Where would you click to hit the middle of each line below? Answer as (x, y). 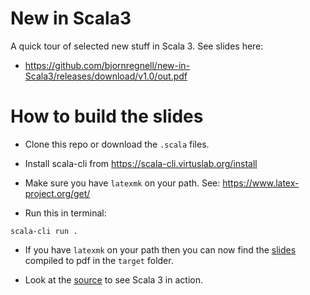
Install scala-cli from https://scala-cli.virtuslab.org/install (141, 163)
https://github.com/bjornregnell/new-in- (107, 65)
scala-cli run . (44, 231)
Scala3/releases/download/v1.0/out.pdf (106, 76)
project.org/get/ (57, 193)
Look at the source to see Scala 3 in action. (113, 279)
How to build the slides (107, 116)
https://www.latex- (261, 183)
